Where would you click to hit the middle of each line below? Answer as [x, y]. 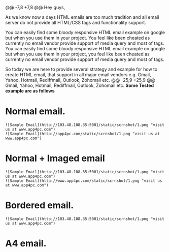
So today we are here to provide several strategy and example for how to [81, 69]
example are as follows [30, 91]
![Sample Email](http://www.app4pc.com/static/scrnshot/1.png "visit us [84, 181]
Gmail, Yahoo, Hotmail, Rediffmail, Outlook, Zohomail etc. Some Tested [80, 85]
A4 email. [26, 243]
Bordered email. [40, 206]
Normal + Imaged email [55, 158]
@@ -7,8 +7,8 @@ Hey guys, [35, 7]
